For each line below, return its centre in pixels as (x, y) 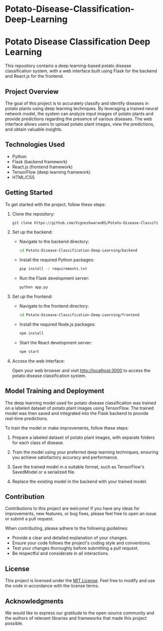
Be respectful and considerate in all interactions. (61, 553)
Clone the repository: (33, 214)
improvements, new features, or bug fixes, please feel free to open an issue (81, 514)
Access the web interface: (38, 361)
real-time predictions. (27, 418)
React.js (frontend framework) (42, 167)
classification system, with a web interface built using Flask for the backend (81, 71)
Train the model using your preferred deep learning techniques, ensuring (85, 452)
